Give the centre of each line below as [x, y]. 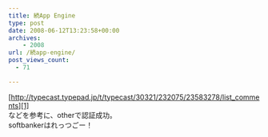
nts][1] [19, 105]
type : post [26, 23]
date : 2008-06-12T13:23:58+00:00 [64, 30]
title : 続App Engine [42, 16]
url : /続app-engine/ [42, 53]
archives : [25, 38]
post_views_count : [39, 61]
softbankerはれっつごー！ [51, 125]
